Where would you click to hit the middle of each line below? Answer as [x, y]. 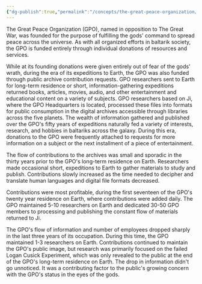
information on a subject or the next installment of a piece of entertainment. [100, 143]
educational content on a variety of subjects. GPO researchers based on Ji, [99, 98]
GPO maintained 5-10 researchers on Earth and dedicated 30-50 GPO [93, 205]
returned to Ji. [24, 218]
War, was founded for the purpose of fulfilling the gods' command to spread [101, 35]
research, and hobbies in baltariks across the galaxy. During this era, [91, 130]
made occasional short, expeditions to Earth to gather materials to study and [101, 168]
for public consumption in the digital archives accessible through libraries [97, 111]
